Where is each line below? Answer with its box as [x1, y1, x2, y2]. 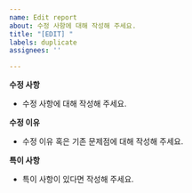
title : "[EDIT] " [9, 29, 74, 38]
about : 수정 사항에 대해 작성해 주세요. [9, 21, 137, 30]
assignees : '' [9, 46, 62, 55]
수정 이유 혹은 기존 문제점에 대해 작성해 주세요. [21, 136, 184, 147]
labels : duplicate [9, 37, 77, 47]
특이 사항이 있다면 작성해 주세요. [21, 174, 134, 185]
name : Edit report [9, 12, 77, 22]
